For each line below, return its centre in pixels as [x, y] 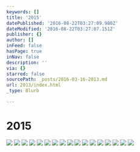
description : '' [27, 62]
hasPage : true [24, 51]
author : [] [20, 40]
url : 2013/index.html [34, 85]
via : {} [16, 68]
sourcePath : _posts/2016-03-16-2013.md [57, 79]
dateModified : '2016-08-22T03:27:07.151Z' [61, 29]
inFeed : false [24, 46]
